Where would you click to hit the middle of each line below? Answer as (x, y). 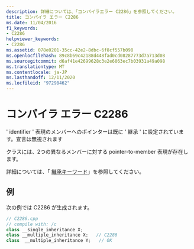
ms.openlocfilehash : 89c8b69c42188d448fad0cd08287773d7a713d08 (86, 56)
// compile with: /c (32, 224)
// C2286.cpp (22, 219)
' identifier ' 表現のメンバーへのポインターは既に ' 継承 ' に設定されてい (93, 131)
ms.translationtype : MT (35, 67)
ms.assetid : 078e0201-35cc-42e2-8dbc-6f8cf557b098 (70, 50)
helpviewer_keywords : (33, 39)
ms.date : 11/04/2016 (32, 22)
